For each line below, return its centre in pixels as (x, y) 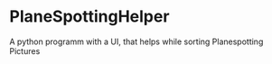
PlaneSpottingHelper (89, 17)
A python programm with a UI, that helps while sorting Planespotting (136, 41)
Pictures (25, 50)
